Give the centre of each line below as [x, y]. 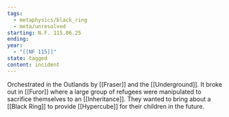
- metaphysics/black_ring [51, 20]
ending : [18, 39]
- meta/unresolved [40, 26]
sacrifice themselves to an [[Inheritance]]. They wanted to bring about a [109, 99]
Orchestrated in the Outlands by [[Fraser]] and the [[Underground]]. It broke [115, 84]
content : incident [33, 65]
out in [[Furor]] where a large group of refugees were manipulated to [104, 92]
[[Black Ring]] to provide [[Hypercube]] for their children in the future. [106, 106]
